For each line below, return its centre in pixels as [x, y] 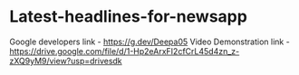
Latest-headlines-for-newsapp [128, 17]
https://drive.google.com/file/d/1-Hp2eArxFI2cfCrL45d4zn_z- [125, 51]
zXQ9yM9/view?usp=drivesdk [66, 61]
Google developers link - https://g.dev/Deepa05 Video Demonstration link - [149, 42]
